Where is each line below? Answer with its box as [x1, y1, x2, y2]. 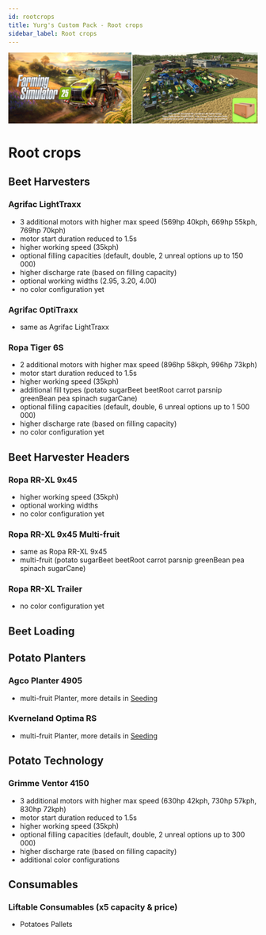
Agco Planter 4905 [8, 675, 83, 686]
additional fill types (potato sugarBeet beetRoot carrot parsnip [19, 385, 222, 395]
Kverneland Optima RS [8, 713, 97, 724]
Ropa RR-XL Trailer [8, 584, 83, 595]
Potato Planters [8, 651, 86, 665]
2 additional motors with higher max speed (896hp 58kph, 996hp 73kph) [19, 360, 257, 370]
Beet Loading [8, 624, 75, 638]
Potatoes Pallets [19, 920, 73, 929]
